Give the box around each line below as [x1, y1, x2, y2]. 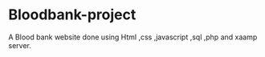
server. [8, 40, 32, 50]
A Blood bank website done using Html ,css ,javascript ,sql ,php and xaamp [8, 32, 258, 42]
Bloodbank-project [8, 6, 137, 24]
